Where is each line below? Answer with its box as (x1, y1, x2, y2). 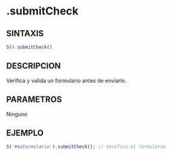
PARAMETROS (6, 95, 62, 105)
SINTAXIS (6, 28, 44, 39)
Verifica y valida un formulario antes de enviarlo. (6, 77, 127, 84)
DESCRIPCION (6, 61, 62, 71)
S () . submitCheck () (6, 44, 53, 50)
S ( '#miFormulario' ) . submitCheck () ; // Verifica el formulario (6, 144, 166, 150)
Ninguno (6, 110, 28, 118)
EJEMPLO (6, 128, 44, 138)
